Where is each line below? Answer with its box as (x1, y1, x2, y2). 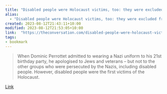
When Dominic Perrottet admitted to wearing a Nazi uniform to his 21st (17, 53, 162, 59)
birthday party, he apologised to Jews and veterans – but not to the (17, 58, 155, 64)
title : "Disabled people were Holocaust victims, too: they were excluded (5, 7, 164, 12)
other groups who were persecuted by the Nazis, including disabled (17, 63, 157, 69)
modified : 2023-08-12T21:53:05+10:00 (5, 26, 83, 31)
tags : (5, 35, 16, 40)
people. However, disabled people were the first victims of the (17, 69, 145, 75)
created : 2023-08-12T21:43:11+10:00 (5, 21, 81, 26)
